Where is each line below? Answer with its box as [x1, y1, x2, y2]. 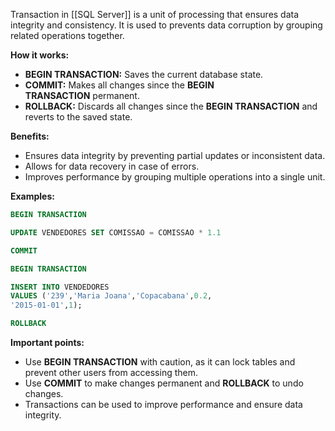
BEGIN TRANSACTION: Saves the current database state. [24, 69, 264, 80]
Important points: [10, 337, 85, 348]
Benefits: [10, 130, 50, 142]
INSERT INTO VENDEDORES [10, 282, 110, 292]
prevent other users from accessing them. [24, 367, 199, 378]
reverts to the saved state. [24, 111, 133, 123]
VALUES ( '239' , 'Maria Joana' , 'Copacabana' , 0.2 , [10, 291, 213, 301]
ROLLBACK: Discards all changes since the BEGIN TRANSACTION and [24, 100, 318, 112]
